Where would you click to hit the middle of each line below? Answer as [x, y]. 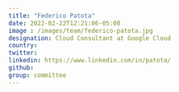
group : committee [37, 75]
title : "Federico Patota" [52, 16]
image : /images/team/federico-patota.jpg [81, 30]
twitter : [23, 53]
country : [23, 46]
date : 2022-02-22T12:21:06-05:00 [65, 23]
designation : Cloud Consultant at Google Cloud [90, 38]
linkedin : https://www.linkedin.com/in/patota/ [90, 61]
